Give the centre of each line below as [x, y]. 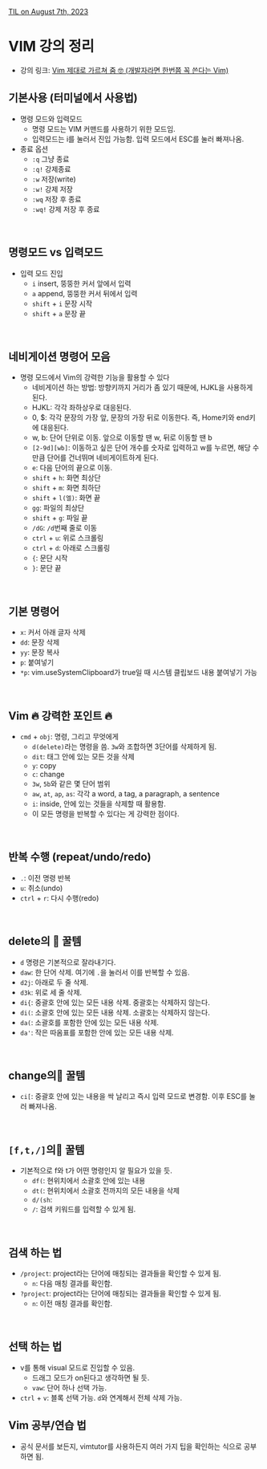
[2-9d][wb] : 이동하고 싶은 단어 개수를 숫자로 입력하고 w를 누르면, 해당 [141, 448]
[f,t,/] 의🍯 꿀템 [47, 1150]
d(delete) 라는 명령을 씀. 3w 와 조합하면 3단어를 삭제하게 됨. [124, 747]
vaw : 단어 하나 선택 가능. [69, 1387]
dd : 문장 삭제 [40, 642]
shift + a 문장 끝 [59, 313]
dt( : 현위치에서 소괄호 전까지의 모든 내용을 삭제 [106, 1190]
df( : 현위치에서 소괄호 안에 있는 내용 [89, 1181]
